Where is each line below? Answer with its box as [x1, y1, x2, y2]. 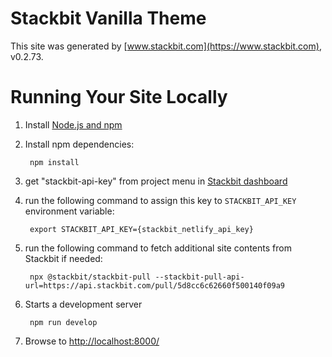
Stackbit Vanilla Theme [10, 7, 207, 30]
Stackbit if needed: [24, 252, 103, 264]
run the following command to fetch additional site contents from [24, 242, 292, 254]
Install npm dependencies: [24, 138, 135, 150]
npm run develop [29, 317, 98, 327]
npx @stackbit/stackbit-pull [29, 272, 152, 282]
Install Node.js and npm [24, 118, 123, 131]
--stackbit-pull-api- [154, 272, 245, 282]
